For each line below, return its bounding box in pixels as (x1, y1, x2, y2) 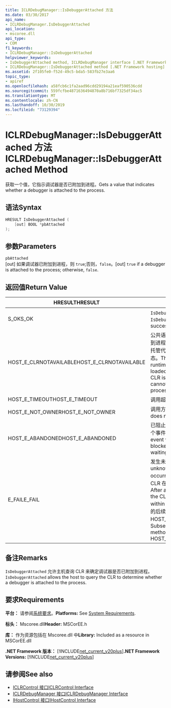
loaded (150, 368, 167, 375)
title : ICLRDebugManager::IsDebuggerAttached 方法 (5, 7, 113, 13)
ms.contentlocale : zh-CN (5, 98, 58, 103)
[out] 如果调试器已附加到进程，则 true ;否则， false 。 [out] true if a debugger (5, 261, 165, 267)
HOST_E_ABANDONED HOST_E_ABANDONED (8, 435, 117, 442)
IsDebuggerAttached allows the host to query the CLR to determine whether (5, 574, 162, 580)
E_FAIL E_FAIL (8, 496, 40, 503)
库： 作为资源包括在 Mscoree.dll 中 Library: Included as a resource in (5, 632, 150, 638)
